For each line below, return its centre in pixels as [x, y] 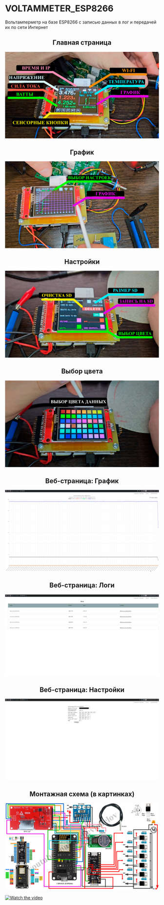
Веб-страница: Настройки [82, 690]
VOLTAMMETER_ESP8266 [59, 9]
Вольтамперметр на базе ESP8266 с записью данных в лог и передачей [81, 22]
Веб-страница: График [82, 481]
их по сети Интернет [27, 27]
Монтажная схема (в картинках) [82, 794]
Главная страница [82, 43]
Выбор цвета [82, 372]
